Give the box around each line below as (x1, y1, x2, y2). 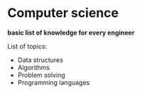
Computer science (7, 5, 119, 21)
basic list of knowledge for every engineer (7, 28, 135, 37)
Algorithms (17, 63, 50, 71)
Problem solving (17, 71, 65, 79)
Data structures (17, 55, 64, 64)
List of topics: (7, 42, 48, 50)
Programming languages (17, 78, 90, 86)
